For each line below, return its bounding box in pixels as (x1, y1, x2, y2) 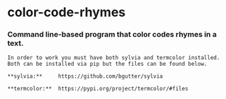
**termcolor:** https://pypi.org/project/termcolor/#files (7, 86, 189, 93)
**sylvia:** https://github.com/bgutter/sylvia (7, 73, 163, 80)
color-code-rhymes (7, 4, 126, 21)
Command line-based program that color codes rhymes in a (7, 30, 217, 40)
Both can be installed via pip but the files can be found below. (7, 61, 208, 68)
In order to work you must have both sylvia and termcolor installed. (7, 54, 220, 62)
